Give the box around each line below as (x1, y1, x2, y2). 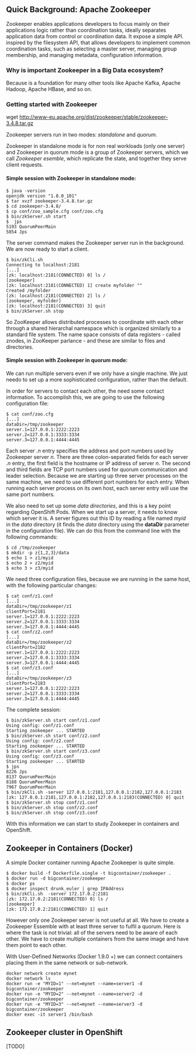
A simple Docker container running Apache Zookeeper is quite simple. (6, 859, 175, 866)
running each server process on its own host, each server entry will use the (6, 484, 188, 492)
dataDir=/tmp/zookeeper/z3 (6, 675, 72, 681)
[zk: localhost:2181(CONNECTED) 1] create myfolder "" (6, 282, 143, 288)
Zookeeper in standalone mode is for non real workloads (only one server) (6, 143, 185, 150)
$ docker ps (6, 880, 35, 887)
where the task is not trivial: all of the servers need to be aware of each (6, 929, 178, 936)
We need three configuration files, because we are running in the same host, (6, 575, 191, 583)
